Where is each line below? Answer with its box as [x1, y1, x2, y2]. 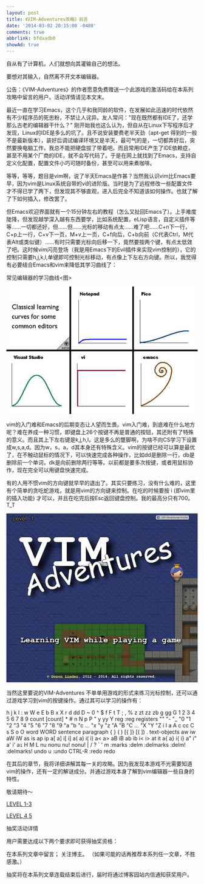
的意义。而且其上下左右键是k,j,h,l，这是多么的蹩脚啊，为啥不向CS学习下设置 [6, 436, 197, 443]
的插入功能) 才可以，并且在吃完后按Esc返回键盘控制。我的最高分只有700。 [6, 495, 194, 501]
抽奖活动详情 [6, 824, 38, 832]
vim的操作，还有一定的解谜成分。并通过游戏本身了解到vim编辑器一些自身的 [6, 768, 195, 775]
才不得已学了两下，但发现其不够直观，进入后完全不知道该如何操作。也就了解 [6, 188, 198, 194]
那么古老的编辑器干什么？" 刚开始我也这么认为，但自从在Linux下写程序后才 [6, 121, 194, 129]
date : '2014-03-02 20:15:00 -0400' [6, 22, 97, 29]
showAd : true [6, 42, 39, 48]
